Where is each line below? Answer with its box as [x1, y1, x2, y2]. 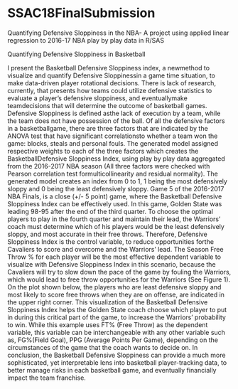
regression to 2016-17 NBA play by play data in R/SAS [7, 36, 165, 44]
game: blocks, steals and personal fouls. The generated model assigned [7, 139, 219, 147]
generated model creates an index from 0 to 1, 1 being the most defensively [7, 176, 227, 186]
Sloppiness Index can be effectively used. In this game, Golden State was [7, 199, 222, 208]
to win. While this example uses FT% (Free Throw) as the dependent [7, 320, 208, 329]
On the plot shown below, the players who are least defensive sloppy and [7, 282, 222, 291]
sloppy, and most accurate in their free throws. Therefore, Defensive [7, 230, 207, 238]
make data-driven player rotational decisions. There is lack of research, [7, 78, 217, 87]
